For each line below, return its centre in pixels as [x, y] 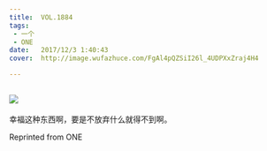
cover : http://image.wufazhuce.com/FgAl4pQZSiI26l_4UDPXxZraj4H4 [134, 58]
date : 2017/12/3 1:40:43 [59, 50]
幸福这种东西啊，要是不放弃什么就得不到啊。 [91, 119]
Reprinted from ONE [46, 137]
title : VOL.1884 [41, 17]
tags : [19, 26]
